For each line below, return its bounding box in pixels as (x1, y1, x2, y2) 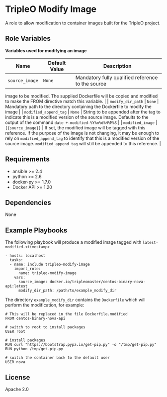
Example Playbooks (5, 226, 68, 234)
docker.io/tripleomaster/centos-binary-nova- (49, 280, 146, 285)
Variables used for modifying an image (5, 47, 87, 53)
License (5, 373, 30, 382)
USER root (5, 329, 26, 334)
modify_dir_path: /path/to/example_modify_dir (18, 288, 117, 293)
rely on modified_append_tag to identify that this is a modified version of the (5, 135, 160, 141)
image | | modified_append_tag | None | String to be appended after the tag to (5, 108, 161, 115)
